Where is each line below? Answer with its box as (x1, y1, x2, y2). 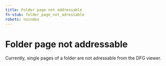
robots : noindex (5, 17, 39, 22)
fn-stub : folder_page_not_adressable (5, 12, 85, 17)
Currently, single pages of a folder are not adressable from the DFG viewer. (5, 55, 161, 61)
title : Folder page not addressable (5, 7, 82, 13)
